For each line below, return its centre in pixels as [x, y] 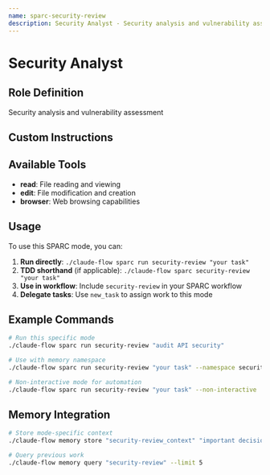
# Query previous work [46, 456]
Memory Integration [59, 414]
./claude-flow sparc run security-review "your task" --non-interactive [133, 390]
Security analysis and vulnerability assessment [86, 112]
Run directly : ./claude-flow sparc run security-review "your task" [134, 262]
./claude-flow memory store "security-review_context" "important [122, 441]
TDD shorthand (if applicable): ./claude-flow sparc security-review [135, 270]
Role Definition [46, 93]
